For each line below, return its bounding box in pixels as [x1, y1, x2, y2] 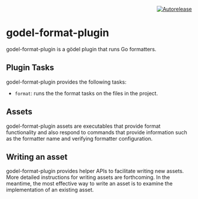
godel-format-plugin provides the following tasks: [6, 78, 127, 85]
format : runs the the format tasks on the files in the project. [14, 89, 158, 97]
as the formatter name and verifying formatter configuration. [6, 135, 153, 142]
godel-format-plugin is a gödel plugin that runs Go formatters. [6, 45, 157, 52]
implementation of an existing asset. [6, 186, 94, 194]
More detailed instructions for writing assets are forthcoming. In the [6, 174, 170, 181]
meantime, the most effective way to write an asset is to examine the [6, 180, 173, 187]
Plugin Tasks [6, 62, 54, 73]
